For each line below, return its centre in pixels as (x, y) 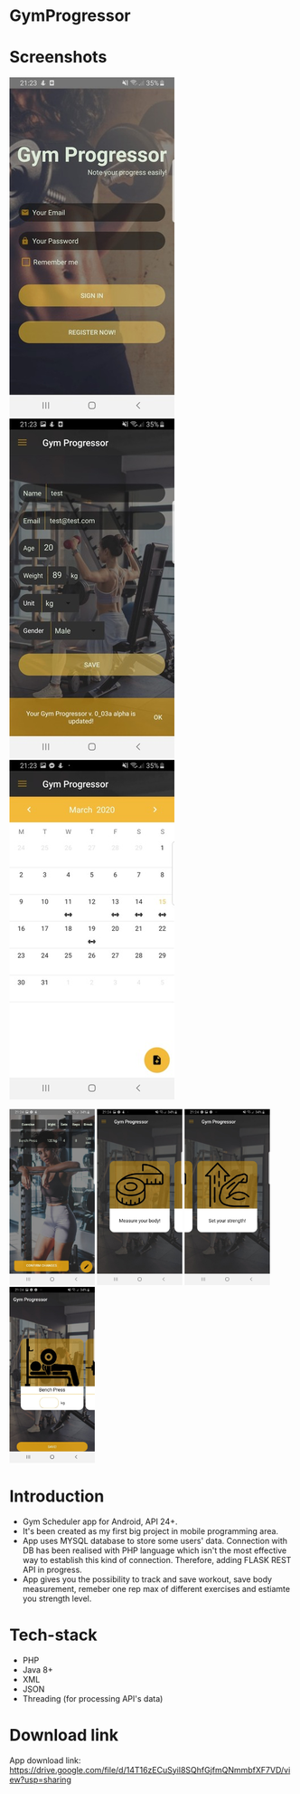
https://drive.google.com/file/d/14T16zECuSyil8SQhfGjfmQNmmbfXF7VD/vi (150, 1770)
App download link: (45, 1760)
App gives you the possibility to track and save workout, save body (147, 1579)
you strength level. (57, 1598)
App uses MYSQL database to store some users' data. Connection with (155, 1540)
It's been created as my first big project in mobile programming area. (150, 1530)
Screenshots (58, 58)
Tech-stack (53, 1635)
